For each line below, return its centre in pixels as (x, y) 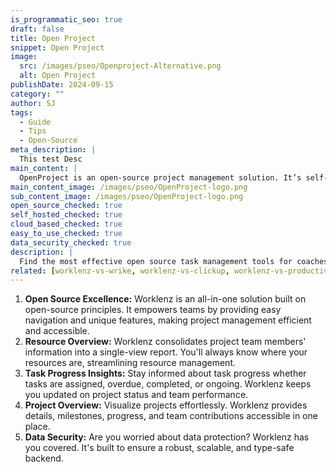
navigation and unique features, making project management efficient (168, 320)
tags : (21, 112)
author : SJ (33, 103)
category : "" (37, 94)
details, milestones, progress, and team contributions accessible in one (171, 416)
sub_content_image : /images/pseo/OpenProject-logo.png (127, 196)
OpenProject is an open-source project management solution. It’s (160, 177)
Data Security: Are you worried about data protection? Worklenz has (167, 437)
